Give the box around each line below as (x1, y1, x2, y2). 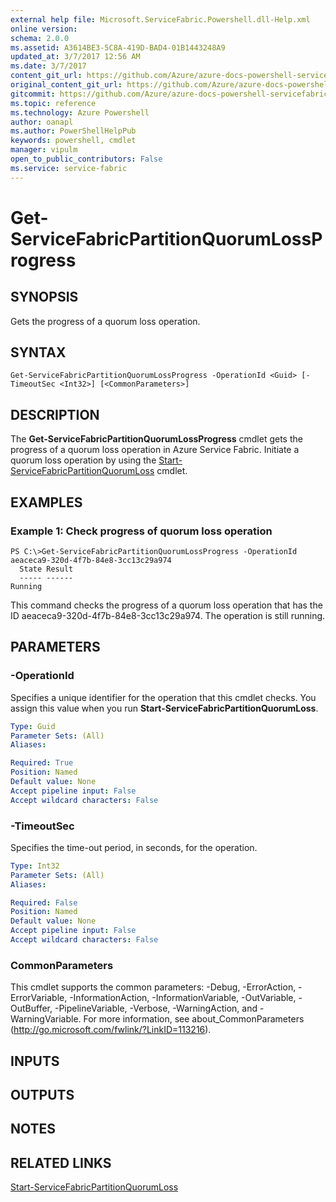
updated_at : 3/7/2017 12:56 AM (10, 52, 141, 62)
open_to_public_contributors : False (10, 154, 163, 164)
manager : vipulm (10, 145, 78, 155)
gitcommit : (10, 89, 56, 99)
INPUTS (10, 1052, 60, 1070)
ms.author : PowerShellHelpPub (10, 126, 137, 136)
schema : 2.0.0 (10, 33, 70, 43)
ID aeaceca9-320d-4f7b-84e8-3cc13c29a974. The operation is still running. (10, 609, 326, 621)
